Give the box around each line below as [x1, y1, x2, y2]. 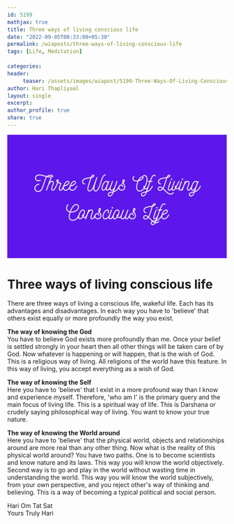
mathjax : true [7, 18, 49, 26]
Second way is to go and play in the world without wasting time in [7, 466, 196, 474]
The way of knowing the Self [7, 378, 92, 387]
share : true [7, 114, 42, 121]
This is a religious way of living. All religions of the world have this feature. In [7, 357, 227, 366]
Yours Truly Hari [7, 509, 54, 518]
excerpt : [7, 100, 33, 107]
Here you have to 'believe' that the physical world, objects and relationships [7, 436, 225, 444]
